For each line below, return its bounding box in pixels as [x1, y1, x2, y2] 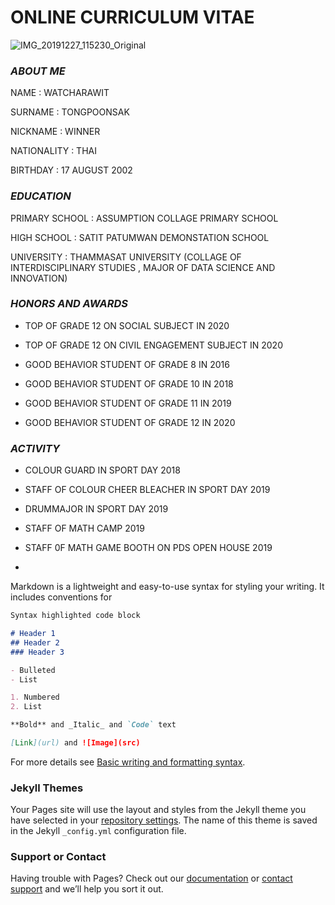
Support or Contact [10, 850, 107, 864]
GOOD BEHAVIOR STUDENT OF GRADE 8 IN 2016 [24, 358, 230, 370]
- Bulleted [10, 665, 56, 675]
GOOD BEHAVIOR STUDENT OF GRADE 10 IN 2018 [24, 377, 234, 390]
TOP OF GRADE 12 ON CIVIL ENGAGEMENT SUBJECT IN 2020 [24, 339, 283, 351]
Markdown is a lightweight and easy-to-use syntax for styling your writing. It [10, 581, 325, 593]
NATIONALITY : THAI [10, 145, 97, 157]
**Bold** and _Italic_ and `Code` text [10, 720, 177, 730]
